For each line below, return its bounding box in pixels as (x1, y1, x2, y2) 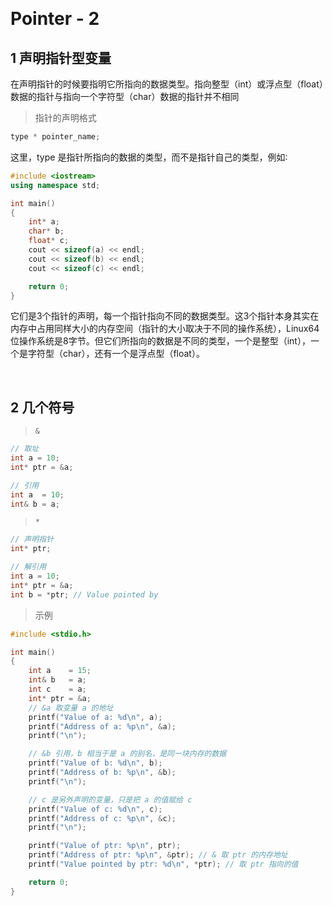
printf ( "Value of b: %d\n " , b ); (28, 758, 163, 768)
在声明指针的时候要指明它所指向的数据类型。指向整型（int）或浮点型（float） (10, 78, 324, 90)
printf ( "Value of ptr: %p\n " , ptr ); (28, 841, 182, 851)
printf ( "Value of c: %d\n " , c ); (28, 804, 163, 814)
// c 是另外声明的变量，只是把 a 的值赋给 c (28, 794, 193, 805)
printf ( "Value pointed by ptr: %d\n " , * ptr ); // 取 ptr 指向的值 (28, 859, 299, 870)
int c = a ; (28, 684, 87, 695)
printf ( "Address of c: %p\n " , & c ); (28, 813, 177, 823)
